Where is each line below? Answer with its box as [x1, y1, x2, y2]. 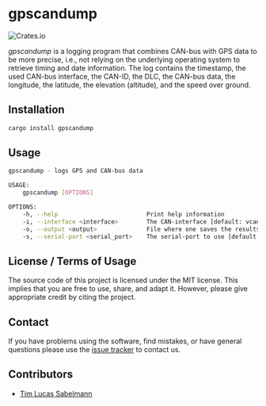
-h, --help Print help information [22, 210, 225, 218]
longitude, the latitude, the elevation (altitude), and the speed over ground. [8, 80, 251, 90]
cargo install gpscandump [8, 124, 93, 132]
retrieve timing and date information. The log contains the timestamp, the [8, 63, 247, 72]
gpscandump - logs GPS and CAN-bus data [8, 167, 144, 175]
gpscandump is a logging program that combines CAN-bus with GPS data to [8, 46, 257, 56]
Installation [8, 103, 65, 117]
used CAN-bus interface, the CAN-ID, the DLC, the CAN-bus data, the [8, 71, 236, 81]
